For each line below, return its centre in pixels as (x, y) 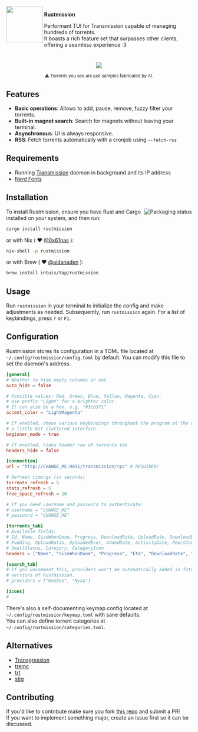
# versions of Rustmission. (41, 575)
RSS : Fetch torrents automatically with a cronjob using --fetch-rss (96, 140)
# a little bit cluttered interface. (52, 429)
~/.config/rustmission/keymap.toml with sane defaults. (73, 614)
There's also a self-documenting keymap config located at (77, 608)
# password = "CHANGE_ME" (38, 516)
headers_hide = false (33, 451)
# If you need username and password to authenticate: (75, 504)
